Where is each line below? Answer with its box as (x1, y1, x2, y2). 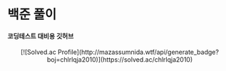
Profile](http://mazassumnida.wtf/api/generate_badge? (58, 48, 220, 57)
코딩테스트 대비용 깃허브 (7, 31, 74, 40)
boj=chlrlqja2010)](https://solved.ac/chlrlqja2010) (46, 55, 193, 64)
